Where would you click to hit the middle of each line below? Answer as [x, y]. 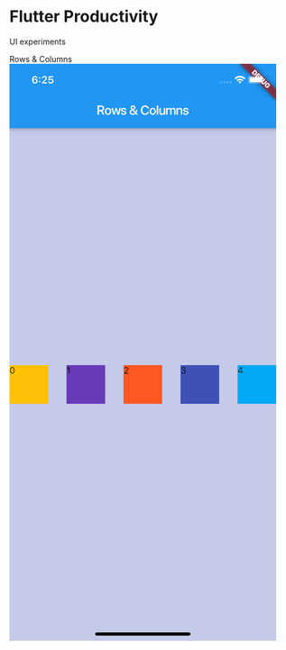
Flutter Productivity [84, 17]
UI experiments [37, 41]
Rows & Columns [41, 59]
